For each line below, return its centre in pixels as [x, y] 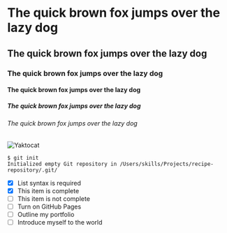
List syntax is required [49, 183]
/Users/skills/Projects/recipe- [167, 164]
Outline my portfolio [46, 214]
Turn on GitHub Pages [49, 206]
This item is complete [48, 190]
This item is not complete [54, 198]
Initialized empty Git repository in [62, 164]
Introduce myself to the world [60, 222]
